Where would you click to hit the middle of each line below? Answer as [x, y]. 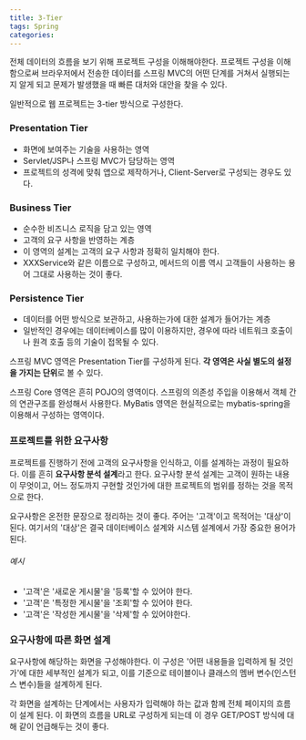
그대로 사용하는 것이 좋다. [77, 273]
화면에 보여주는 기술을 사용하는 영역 [86, 149]
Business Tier [41, 208]
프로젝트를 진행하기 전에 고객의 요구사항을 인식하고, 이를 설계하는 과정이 [137, 462]
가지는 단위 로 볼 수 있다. [61, 373]
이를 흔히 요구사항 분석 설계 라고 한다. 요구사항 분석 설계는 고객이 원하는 [147, 474]
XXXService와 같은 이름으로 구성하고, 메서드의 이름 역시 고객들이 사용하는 [154, 262]
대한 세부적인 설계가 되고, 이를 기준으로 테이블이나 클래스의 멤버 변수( [152, 673]
